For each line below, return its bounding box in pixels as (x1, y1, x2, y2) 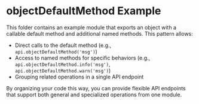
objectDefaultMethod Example (6, 4, 161, 18)
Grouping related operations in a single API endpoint (14, 73, 144, 80)
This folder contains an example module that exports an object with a (6, 24, 177, 31)
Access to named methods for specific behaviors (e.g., (14, 54, 151, 61)
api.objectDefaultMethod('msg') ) (14, 48, 97, 55)
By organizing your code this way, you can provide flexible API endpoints (6, 84, 186, 92)
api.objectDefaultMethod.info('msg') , (14, 61, 111, 68)
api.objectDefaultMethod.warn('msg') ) (14, 67, 111, 74)
